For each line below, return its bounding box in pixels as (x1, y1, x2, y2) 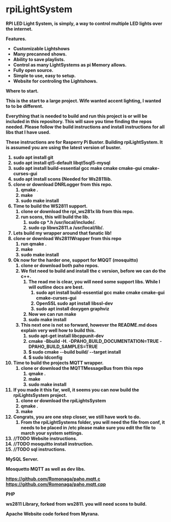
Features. (6, 36, 27, 42)
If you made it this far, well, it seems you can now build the (13, 387, 139, 393)
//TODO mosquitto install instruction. (13, 441, 94, 447)
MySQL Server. (6, 456, 39, 462)
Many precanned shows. (13, 51, 67, 57)
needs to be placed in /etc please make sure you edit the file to (20, 424, 156, 430)
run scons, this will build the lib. (20, 214, 90, 220)
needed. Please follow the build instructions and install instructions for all (6, 124, 165, 130)
